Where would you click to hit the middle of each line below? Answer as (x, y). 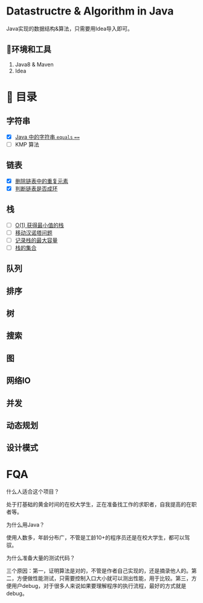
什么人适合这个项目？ (33, 492)
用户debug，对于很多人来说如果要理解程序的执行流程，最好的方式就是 (99, 586)
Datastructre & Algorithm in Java (90, 11)
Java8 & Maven (34, 64)
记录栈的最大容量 (36, 240)
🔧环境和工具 (29, 49)
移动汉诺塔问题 (34, 232)
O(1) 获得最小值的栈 (40, 225)
